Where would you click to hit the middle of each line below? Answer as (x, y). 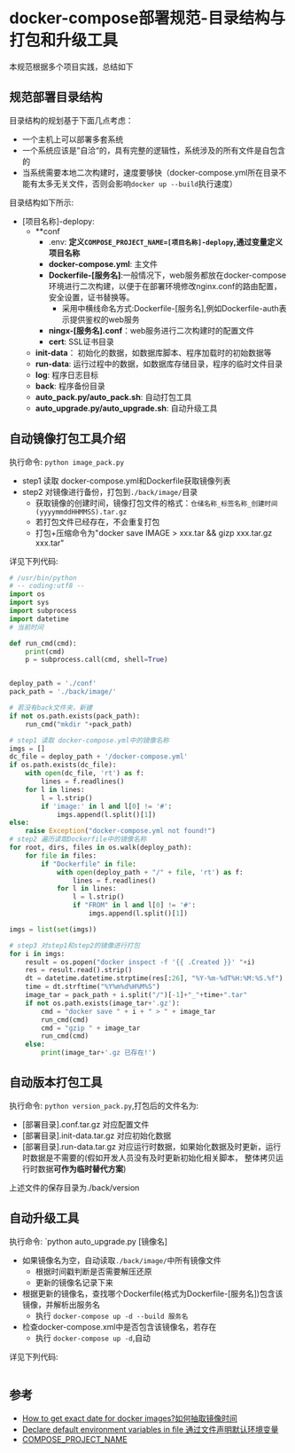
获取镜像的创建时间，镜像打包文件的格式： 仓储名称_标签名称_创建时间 (156, 503)
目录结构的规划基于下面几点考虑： (71, 120)
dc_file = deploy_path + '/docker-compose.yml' (99, 757)
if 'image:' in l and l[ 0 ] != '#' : (107, 806)
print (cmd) (45, 652)
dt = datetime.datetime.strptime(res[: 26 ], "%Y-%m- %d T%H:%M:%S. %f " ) (154, 978)
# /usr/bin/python (43, 577)
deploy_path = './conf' (53, 684)
